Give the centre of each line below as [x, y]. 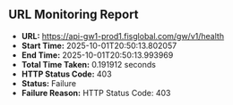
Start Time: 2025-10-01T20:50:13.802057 [99, 45]
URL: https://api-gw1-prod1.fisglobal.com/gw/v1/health [123, 36]
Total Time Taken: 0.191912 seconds [88, 64]
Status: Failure [49, 83]
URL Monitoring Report [74, 15]
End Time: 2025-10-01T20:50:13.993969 [97, 55]
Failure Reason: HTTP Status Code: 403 [96, 93]
